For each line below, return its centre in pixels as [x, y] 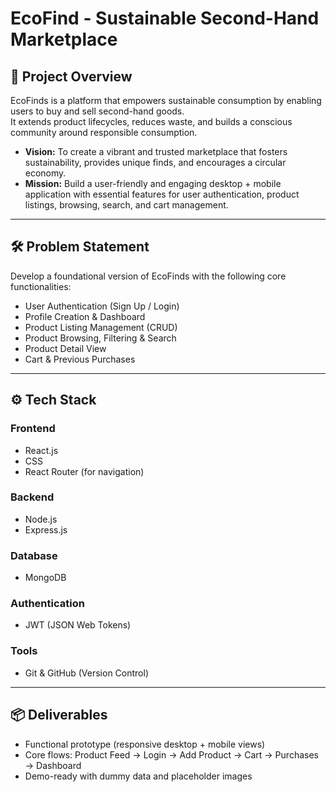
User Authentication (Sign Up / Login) [102, 306]
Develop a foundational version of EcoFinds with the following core [148, 276]
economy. [45, 173]
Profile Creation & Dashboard [85, 316]
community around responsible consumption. [104, 132]
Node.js [41, 519]
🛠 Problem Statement [80, 247]
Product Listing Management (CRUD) [101, 327]
